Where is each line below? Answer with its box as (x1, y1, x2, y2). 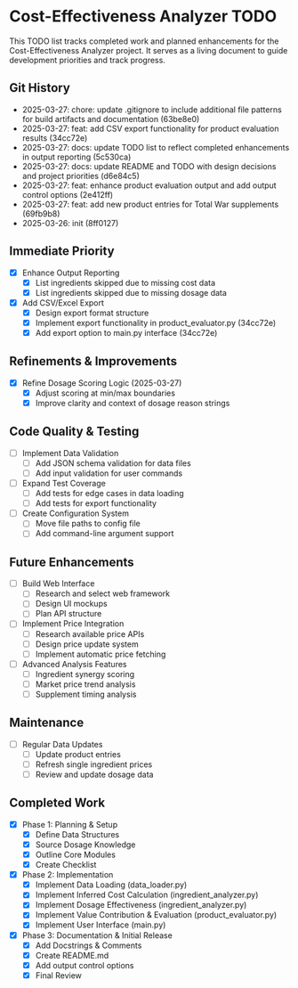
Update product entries (35, 748, 122, 759)
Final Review (35, 969, 83, 981)
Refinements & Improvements (9, 354, 178, 369)
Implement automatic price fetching (35, 649, 166, 659)
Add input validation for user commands (35, 468, 183, 478)
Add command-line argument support (35, 528, 174, 539)
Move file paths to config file (35, 518, 141, 529)
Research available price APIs (35, 628, 145, 639)
